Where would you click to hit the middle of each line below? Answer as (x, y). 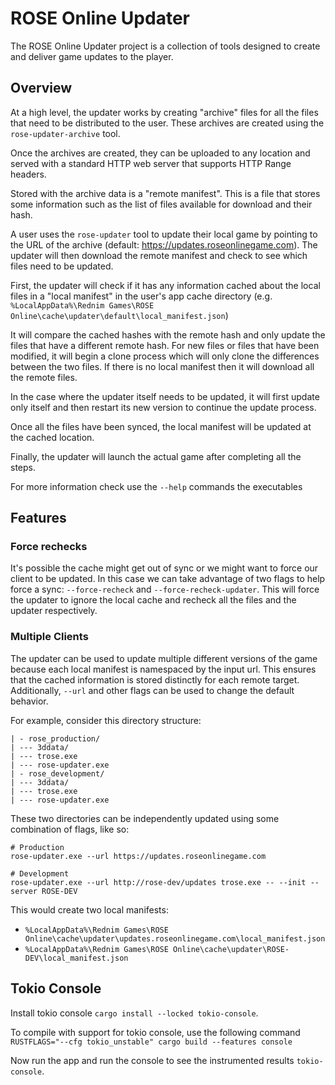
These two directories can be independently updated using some (145, 818)
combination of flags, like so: (70, 829)
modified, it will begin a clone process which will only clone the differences (165, 356)
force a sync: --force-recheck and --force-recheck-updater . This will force (165, 589)
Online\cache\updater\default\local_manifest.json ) (119, 315)
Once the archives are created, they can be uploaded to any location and (160, 153)
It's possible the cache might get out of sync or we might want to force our (164, 568)
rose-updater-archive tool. (65, 133)
